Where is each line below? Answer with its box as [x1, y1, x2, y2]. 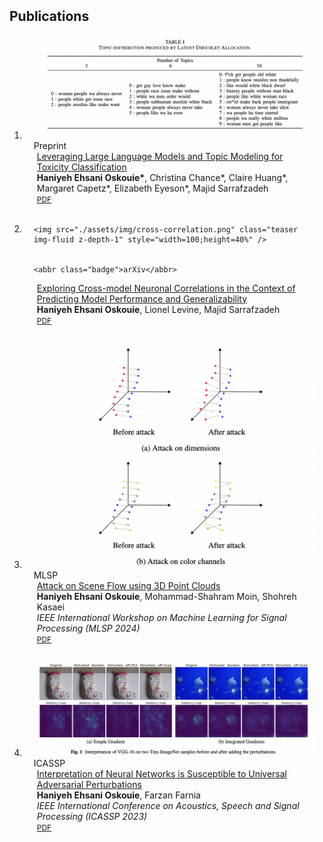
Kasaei [36, 601, 65, 613]
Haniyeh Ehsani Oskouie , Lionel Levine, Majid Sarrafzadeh [36, 303, 281, 315]
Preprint [33, 139, 67, 151]
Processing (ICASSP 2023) [36, 810, 148, 822]
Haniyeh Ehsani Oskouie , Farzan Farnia [36, 789, 201, 801]
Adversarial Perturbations [36, 778, 142, 790]
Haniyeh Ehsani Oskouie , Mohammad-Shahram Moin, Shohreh [36, 590, 297, 602]
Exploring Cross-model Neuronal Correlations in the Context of [36, 282, 296, 294]
